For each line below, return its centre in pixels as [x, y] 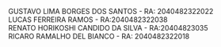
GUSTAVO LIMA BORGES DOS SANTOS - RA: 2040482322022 [111, 11]
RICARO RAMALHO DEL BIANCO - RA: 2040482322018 [99, 36]
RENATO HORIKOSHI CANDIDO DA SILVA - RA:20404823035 [108, 28]
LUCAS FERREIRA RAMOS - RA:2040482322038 [88, 20]
